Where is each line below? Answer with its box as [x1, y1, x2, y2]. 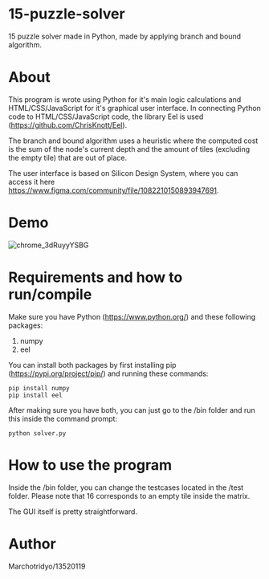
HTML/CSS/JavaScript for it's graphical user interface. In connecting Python [8, 103, 261, 112]
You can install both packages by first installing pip [8, 360, 177, 369]
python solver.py [8, 429, 67, 438]
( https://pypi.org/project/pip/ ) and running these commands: [8, 369, 209, 378]
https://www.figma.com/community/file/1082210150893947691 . [8, 186, 219, 195]
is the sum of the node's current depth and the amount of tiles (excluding [8, 144, 251, 153]
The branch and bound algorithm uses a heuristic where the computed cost [8, 136, 259, 145]
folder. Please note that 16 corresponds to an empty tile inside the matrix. [8, 491, 251, 500]
